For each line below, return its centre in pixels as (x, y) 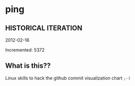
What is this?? (28, 66)
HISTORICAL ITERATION (44, 28)
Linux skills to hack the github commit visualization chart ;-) (68, 78)
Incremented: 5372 (25, 50)
